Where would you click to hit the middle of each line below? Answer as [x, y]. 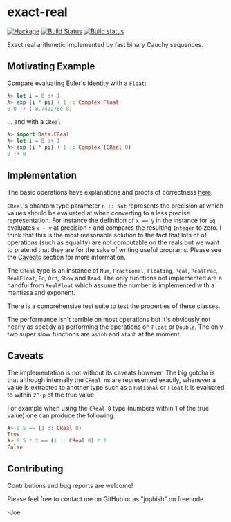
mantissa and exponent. [41, 292]
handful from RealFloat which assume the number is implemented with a [111, 285]
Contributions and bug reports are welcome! [70, 485]
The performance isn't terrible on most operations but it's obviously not [109, 319]
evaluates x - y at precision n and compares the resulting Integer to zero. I [114, 227]
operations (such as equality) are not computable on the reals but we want [113, 242]
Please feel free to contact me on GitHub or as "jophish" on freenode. [106, 498]
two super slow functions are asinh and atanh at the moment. [94, 334]
